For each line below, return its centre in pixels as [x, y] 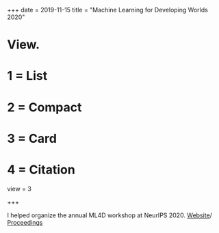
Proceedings [25, 222]
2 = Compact [44, 107]
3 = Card [32, 138]
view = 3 [20, 189]
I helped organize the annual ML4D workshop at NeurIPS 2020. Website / [109, 215]
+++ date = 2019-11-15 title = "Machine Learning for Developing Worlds [108, 10]
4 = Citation [41, 169]
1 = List [27, 76]
